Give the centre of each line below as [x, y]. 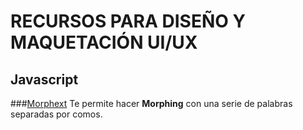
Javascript [44, 79]
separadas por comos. [56, 114]
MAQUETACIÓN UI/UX [104, 42]
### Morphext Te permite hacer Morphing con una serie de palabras [151, 103]
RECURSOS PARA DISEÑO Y [128, 21]
